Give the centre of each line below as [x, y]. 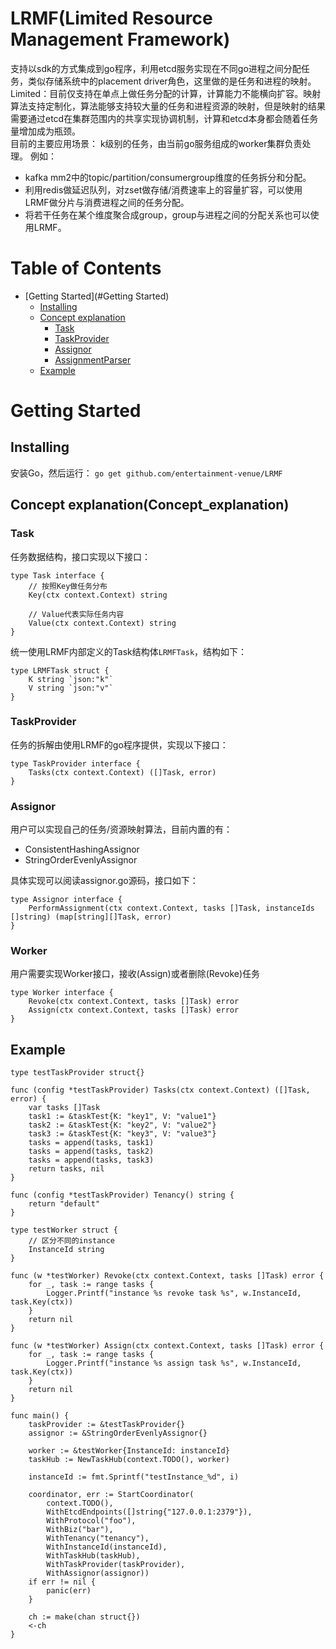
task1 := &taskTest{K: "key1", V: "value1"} [122, 1117]
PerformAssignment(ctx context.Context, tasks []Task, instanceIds [171, 908]
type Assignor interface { [66, 900]
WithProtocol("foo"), [91, 1521]
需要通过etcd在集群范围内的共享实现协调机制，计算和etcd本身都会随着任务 [164, 118]
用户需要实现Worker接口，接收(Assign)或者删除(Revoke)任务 [135, 974]
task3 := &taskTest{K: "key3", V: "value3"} [122, 1134]
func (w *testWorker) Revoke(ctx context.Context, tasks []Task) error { [167, 1276]
